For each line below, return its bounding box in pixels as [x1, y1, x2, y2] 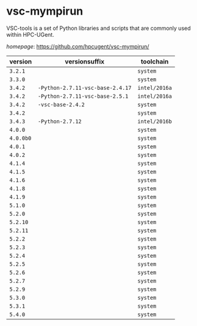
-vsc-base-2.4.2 [37, 101, 85, 108]
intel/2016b [137, 118, 172, 125]
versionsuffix [65, 57, 105, 65]
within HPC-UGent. [6, 31, 55, 38]
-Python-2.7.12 [37, 118, 82, 125]
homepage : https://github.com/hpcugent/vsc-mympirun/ [6, 43, 149, 50]
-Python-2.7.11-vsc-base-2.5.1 [37, 93, 129, 100]
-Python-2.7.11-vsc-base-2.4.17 [37, 84, 132, 91]
